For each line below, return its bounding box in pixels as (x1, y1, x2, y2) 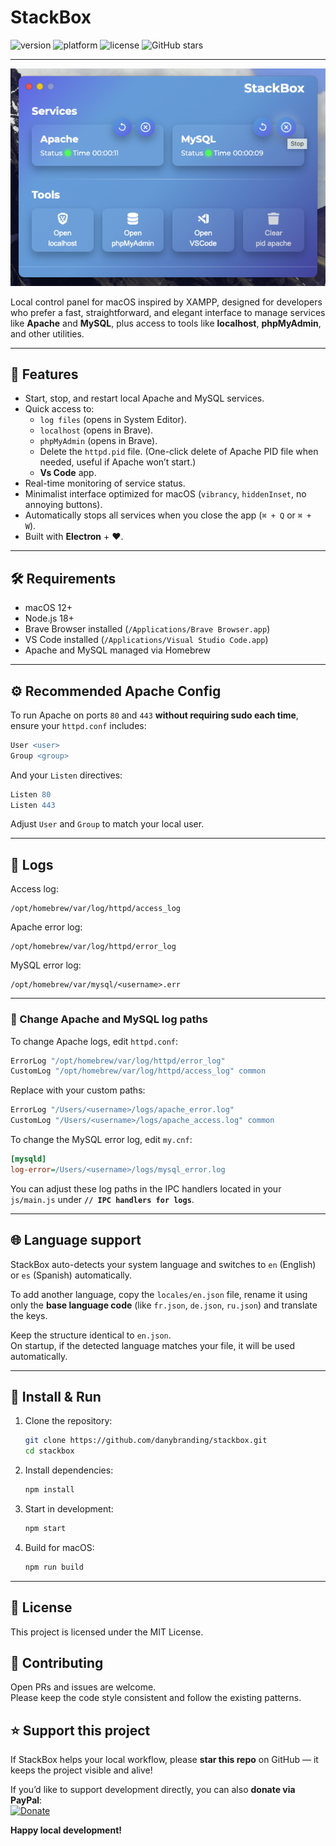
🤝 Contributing (10, 1655, 104, 1672)
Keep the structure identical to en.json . (10, 1329, 172, 1341)
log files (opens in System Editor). (39, 414, 187, 426)
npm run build (24, 1562, 84, 1572)
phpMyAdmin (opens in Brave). (39, 435, 158, 447)
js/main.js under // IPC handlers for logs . (10, 1193, 195, 1205)
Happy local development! (10, 1824, 123, 1836)
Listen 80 (10, 789, 52, 800)
